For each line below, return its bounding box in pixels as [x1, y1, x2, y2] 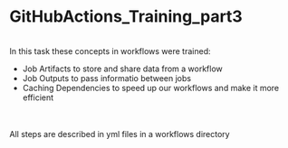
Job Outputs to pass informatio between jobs [22, 72, 192, 83]
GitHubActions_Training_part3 [9, 6, 243, 27]
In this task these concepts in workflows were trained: [9, 45, 211, 56]
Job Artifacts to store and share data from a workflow [22, 63, 224, 74]
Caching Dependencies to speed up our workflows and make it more [22, 82, 280, 93]
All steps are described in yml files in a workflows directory [9, 128, 230, 139]
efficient [22, 92, 54, 103]
